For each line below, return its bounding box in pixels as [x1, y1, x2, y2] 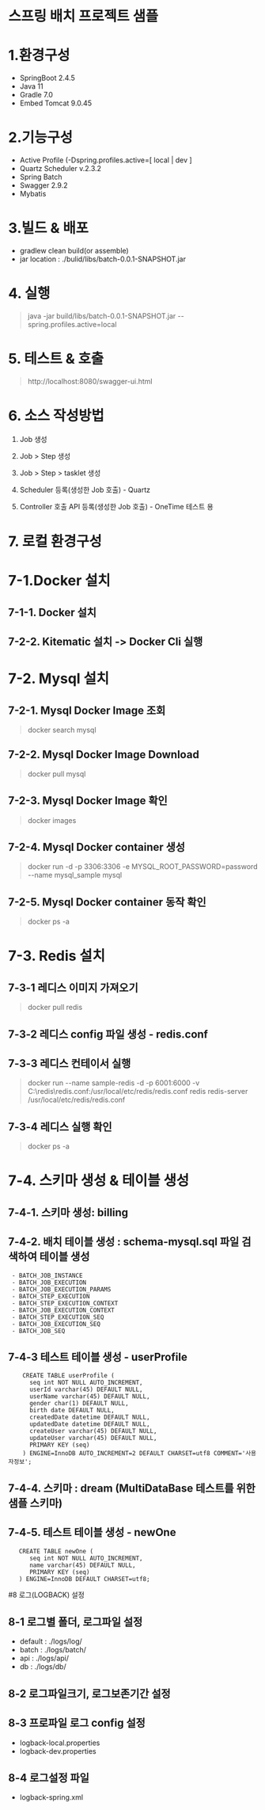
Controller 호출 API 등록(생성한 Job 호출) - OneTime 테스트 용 [19, 501, 214, 511]
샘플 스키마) [8, 1496, 63, 1510]
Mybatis [19, 189, 47, 199]
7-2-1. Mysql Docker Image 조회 [8, 703, 166, 717]
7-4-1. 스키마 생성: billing [8, 1206, 129, 1219]
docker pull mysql [27, 769, 86, 779]
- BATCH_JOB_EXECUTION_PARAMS [11, 1285, 112, 1294]
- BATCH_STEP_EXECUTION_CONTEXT [11, 1299, 119, 1307]
